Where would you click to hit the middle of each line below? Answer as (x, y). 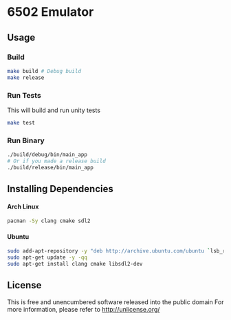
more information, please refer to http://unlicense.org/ (84, 309)
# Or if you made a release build (57, 161)
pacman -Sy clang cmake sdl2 (49, 221)
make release (26, 77)
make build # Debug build (44, 71)
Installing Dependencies (60, 189)
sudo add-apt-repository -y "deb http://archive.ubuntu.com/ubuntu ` (109, 251)
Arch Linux (23, 206)
